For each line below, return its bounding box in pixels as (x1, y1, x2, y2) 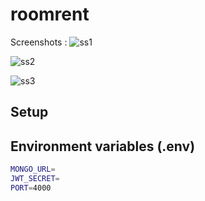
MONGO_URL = (10, 164, 56, 175)
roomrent (10, 3, 90, 26)
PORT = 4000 (10, 183, 52, 193)
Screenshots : (10, 36, 68, 48)
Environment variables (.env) (10, 138, 196, 155)
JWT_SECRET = (10, 174, 60, 184)
